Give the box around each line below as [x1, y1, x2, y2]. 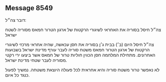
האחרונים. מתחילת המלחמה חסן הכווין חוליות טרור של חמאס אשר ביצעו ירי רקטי [5, 52, 156, 58]
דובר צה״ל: [5, 17, 26, 23]
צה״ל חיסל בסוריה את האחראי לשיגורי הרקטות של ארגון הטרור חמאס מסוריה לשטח [5, 27, 162, 33]
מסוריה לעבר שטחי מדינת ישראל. [5, 57, 67, 63]
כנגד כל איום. [5, 72, 30, 78]
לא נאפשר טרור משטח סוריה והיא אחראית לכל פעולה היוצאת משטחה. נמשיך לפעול [5, 67, 160, 73]
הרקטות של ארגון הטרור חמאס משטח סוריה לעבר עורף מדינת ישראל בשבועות [5, 46, 150, 52]
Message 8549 [5, 4, 53, 12]
